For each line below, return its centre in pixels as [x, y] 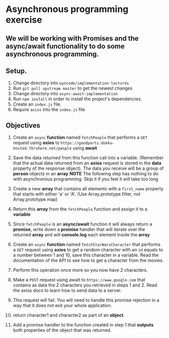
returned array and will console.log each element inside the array [81, 235]
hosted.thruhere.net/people [42, 149]
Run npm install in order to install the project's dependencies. [77, 99]
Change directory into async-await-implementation [65, 94]
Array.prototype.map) [35, 199]
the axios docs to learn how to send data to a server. [67, 290]
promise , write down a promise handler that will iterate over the [79, 229]
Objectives [23, 125]
